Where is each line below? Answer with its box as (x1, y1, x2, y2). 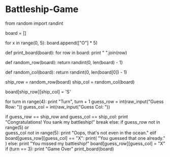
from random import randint (5, 20, 63, 26)
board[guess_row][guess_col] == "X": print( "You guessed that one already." (5, 135, 165, 141)
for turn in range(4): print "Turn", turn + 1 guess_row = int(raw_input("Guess (5, 98, 164, 104)
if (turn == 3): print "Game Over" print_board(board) (5, 145, 114, 152)
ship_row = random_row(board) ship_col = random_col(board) (5, 79, 135, 85)
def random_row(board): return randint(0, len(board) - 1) (5, 59, 123, 65)
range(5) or (5, 124, 29, 130)
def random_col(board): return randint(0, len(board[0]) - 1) (5, 69, 127, 75)
